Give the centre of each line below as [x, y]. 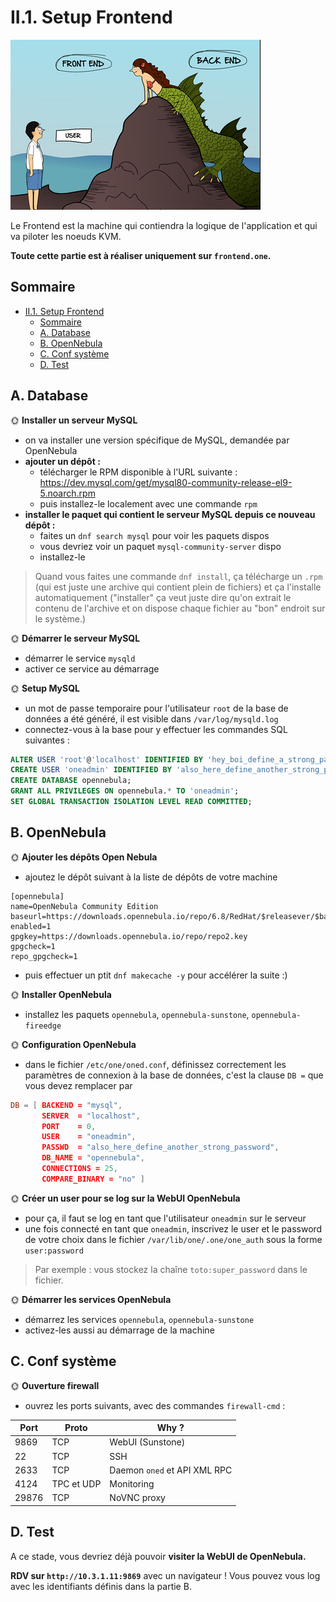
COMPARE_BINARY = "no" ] [93, 1179]
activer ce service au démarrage [92, 668]
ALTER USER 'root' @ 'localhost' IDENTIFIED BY [106, 759]
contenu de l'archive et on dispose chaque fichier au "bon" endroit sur [180, 608]
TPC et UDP [76, 1484]
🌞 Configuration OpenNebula [73, 1044]
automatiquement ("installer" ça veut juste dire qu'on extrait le [163, 597]
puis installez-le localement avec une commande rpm [148, 503]
